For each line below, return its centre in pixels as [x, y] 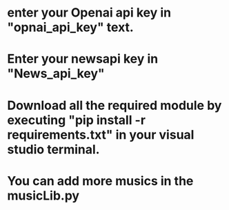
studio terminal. [53, 149]
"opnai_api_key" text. [71, 27]
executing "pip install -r [77, 120]
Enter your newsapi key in [83, 59]
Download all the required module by [114, 105]
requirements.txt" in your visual [101, 134]
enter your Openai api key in [89, 13]
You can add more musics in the [100, 181]
